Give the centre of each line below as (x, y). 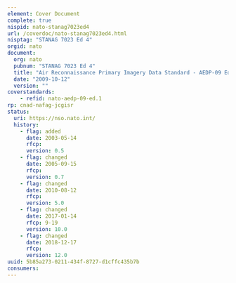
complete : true (29, 20)
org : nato (28, 60)
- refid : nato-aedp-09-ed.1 (61, 99)
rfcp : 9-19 (42, 223)
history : (26, 125)
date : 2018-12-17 (51, 242)
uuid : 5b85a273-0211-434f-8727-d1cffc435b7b (73, 262)
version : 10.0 (47, 229)
